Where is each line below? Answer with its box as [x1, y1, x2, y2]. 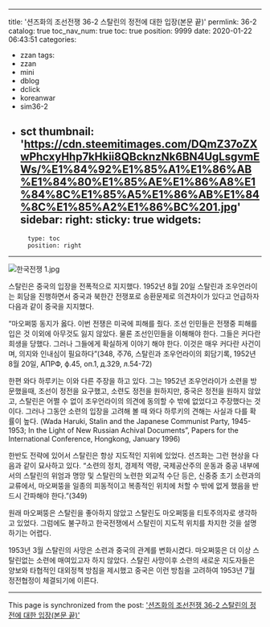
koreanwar [19, 93, 56, 102]
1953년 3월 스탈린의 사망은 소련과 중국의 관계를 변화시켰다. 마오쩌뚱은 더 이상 [8, 545, 252, 554]
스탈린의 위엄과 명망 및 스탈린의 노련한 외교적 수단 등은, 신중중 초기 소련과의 [22, 471, 261, 480]
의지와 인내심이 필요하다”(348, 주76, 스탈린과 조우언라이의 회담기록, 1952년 [18, 348, 256, 359]
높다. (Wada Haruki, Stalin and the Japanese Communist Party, [22, 416, 231, 426]
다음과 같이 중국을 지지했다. [8, 301, 95, 311]
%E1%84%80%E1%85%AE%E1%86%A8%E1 [19, 175, 256, 189]
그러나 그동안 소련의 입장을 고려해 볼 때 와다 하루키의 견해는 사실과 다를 [25, 406, 248, 416]
